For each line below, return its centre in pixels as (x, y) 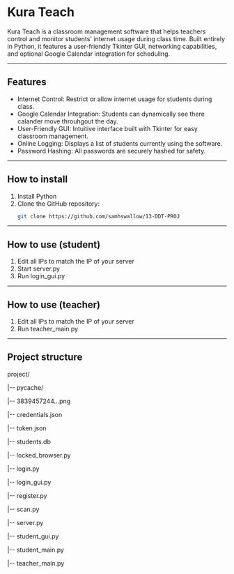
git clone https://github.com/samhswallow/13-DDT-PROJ (99, 216)
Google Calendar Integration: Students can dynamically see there (111, 114)
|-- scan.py (23, 509)
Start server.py (39, 269)
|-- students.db (29, 441)
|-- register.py (27, 495)
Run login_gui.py (41, 276)
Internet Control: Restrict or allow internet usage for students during (115, 99)
